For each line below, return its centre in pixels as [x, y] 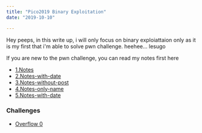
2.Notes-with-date [38, 76]
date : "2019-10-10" [31, 17]
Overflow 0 [29, 123]
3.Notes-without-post [42, 82]
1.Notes [24, 69]
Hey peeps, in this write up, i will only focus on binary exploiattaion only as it [101, 40]
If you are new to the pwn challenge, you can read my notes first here [93, 58]
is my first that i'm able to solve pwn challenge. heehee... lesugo [86, 46]
